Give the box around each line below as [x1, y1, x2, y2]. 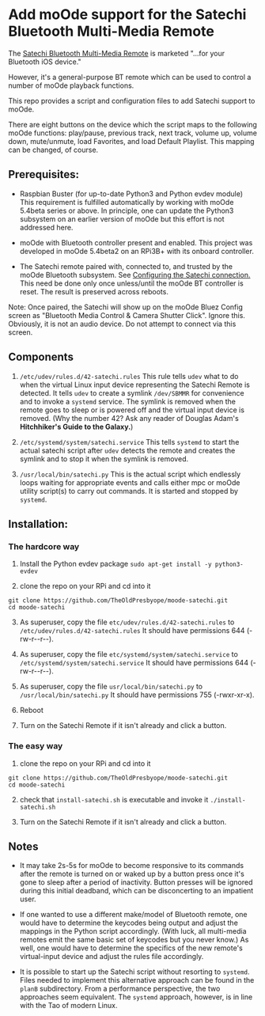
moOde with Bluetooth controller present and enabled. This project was [19, 237, 253, 247]
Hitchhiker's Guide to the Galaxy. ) [19, 422, 134, 431]
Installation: [8, 517, 69, 531]
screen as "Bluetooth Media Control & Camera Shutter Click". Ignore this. [8, 310, 245, 320]
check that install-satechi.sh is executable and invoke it [19, 794, 209, 804]
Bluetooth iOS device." [8, 57, 81, 66]
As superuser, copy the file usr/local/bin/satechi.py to [19, 682, 203, 692]
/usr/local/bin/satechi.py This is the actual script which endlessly [19, 469, 241, 479]
